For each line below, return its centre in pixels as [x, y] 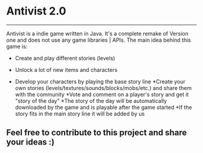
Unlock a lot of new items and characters [66, 70]
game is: [17, 46]
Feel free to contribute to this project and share [97, 133]
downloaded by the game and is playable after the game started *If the [103, 107]
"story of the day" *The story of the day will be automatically [91, 100]
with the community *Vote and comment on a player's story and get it [102, 94]
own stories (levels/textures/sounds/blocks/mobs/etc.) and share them [103, 88]
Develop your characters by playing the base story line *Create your [100, 81]
